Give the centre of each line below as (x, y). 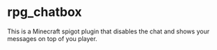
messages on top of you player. (52, 38)
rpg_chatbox (45, 12)
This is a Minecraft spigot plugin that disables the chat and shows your (108, 31)
